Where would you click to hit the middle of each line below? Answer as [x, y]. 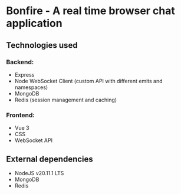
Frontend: [21, 115]
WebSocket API [34, 140]
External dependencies [50, 159]
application [34, 23]
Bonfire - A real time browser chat [91, 11]
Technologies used [42, 45]
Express [24, 74]
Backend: [20, 62]
